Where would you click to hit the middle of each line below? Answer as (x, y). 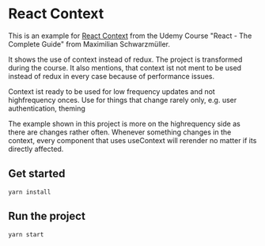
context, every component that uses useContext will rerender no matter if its (132, 140)
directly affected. (36, 149)
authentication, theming (47, 108)
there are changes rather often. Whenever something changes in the (120, 132)
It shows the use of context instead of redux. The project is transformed (125, 59)
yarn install (30, 192)
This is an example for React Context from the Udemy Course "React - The (130, 36)
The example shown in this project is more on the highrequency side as (125, 123)
